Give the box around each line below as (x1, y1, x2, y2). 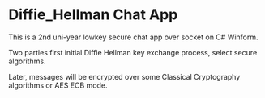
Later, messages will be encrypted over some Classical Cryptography (8, 71, 241, 81)
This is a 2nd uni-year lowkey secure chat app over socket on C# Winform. (8, 32, 259, 42)
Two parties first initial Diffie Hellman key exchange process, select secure (8, 47, 258, 57)
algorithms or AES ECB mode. (8, 80, 108, 90)
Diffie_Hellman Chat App (8, 6, 178, 24)
